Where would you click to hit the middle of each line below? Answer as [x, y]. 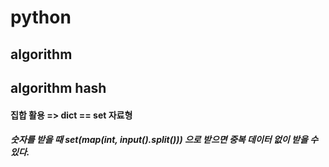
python [41, 17]
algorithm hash [58, 87]
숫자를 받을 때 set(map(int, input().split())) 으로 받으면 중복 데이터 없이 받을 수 [164, 140]
